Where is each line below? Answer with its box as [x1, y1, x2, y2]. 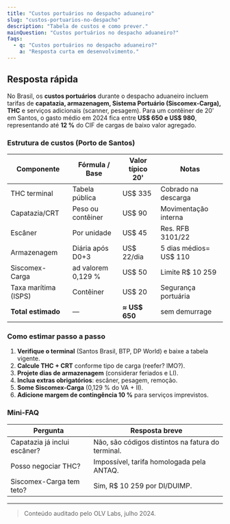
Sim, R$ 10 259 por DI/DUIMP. [93, 481, 192, 490]
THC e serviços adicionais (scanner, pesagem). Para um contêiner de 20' [7, 106, 214, 114]
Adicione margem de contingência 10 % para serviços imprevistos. [16, 391, 209, 399]
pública [72, 192, 97, 202]
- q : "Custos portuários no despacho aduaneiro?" [13, 42, 157, 49]
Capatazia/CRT [10, 208, 60, 218]
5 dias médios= [160, 243, 211, 253]
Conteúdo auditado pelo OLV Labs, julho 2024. [23, 509, 156, 517]
